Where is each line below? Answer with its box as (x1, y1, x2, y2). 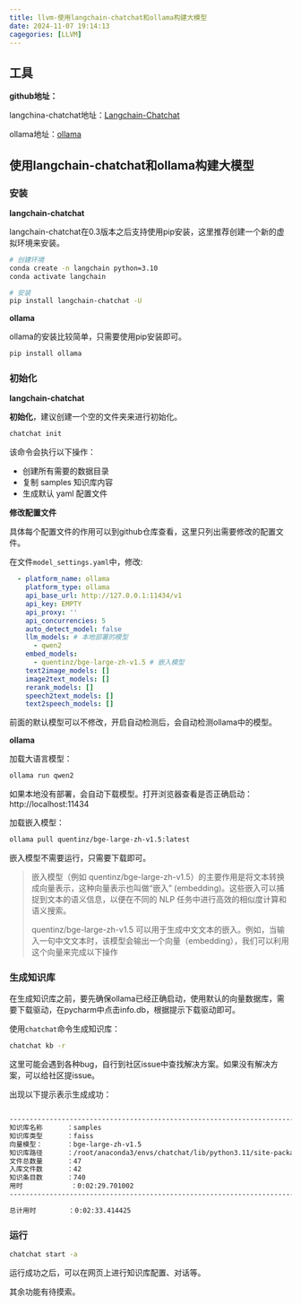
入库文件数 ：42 (9, 1165, 82, 1174)
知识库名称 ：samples (9, 1123, 102, 1133)
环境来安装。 (16, 237, 64, 248)
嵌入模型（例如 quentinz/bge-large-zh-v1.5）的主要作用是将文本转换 (30, 872, 285, 883)
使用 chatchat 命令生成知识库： (9, 1023, 121, 1034)
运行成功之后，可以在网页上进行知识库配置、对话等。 (9, 1267, 206, 1278)
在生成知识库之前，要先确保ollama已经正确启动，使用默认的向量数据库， (9, 993, 278, 1005)
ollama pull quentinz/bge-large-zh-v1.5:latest (9, 835, 191, 844)
